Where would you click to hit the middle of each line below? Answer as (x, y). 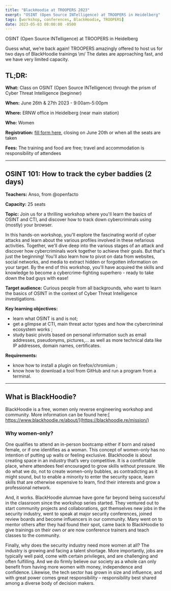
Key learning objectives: (32, 308)
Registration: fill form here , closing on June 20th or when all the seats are (83, 132)
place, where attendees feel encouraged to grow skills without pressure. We (85, 466)
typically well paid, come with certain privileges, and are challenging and (81, 556)
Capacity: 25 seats (25, 204)
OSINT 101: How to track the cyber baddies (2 (78, 174)
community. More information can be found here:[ (58, 414)
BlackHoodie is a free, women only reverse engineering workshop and (79, 409)
